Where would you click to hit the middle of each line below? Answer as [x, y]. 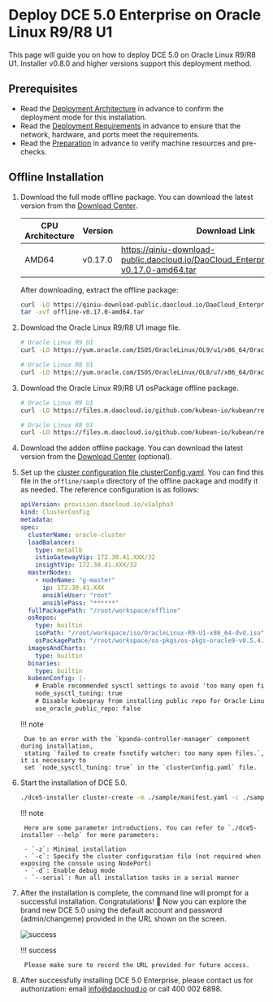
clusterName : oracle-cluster [77, 535]
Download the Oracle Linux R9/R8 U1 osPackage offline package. [130, 388]
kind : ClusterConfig [55, 512]
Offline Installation [56, 178]
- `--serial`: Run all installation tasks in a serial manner [132, 878]
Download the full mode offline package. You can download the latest [136, 197]
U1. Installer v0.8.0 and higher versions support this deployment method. [130, 63]
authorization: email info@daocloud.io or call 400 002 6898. [121, 988]
